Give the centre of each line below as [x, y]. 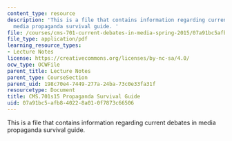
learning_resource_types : [44, 45]
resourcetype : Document [41, 90]
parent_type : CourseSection [48, 77]
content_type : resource [41, 13]
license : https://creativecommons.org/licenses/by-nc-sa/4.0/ [98, 58]
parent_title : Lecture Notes [49, 71]
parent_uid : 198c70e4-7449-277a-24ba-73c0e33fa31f [81, 84]
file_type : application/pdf [48, 39]
